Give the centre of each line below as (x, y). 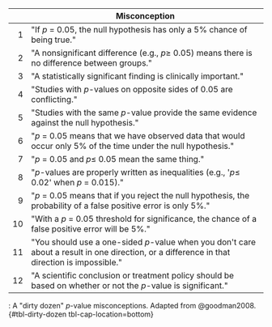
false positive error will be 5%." (91, 229)
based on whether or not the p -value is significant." (130, 285)
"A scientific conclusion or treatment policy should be (133, 276)
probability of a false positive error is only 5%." (121, 206)
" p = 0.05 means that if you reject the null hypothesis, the (140, 195)
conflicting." (54, 99)
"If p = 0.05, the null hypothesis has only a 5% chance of (139, 30)
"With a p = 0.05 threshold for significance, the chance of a (144, 219)
